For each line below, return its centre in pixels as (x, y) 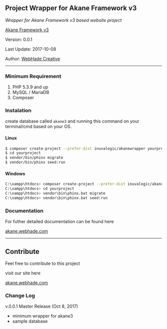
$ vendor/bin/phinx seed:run (35, 163)
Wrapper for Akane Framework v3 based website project (63, 20)
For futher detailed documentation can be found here (60, 222)
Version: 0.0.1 (19, 39)
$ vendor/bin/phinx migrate (34, 158)
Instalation (18, 110)
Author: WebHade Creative (33, 59)
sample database (30, 321)
